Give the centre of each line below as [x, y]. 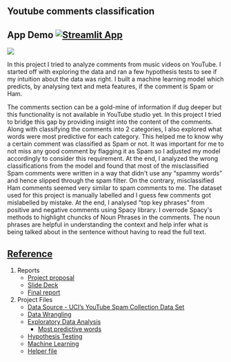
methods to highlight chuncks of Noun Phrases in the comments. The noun [114, 218]
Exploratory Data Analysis [64, 322]
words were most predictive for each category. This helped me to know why [115, 137]
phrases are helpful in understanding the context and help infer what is [108, 225]
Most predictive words [70, 329]
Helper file [42, 351]
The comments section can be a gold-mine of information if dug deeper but [114, 107]
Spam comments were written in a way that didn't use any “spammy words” [115, 173]
